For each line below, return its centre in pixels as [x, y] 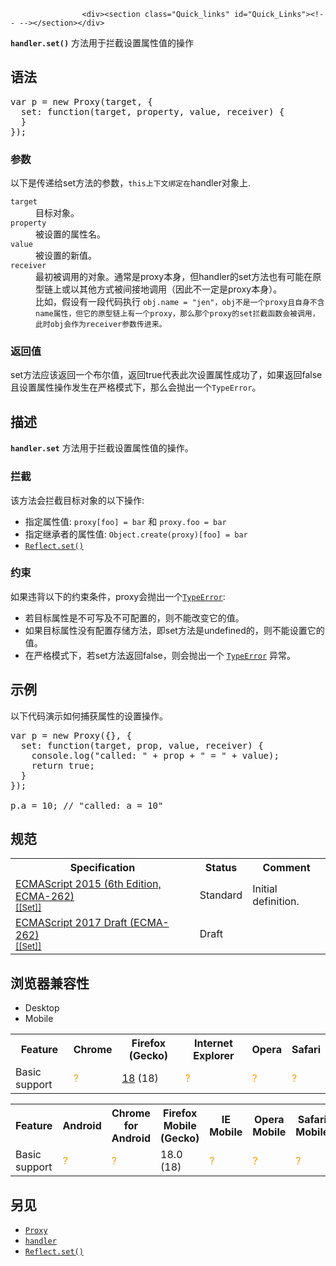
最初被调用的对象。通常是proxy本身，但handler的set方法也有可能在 [174, 277]
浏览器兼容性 [50, 983]
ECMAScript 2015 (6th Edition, [88, 884]
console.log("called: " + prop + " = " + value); [155, 755]
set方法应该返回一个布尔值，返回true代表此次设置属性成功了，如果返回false [166, 375]
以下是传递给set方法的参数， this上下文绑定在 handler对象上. [130, 183]
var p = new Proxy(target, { [81, 101]
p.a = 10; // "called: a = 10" [87, 805]
